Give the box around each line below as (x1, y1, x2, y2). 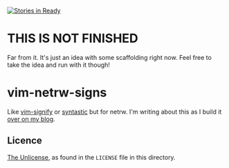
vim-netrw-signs (7, 85, 107, 101)
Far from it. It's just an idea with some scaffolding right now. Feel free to (7, 53, 212, 61)
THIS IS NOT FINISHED (7, 31, 138, 46)
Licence (7, 135, 43, 147)
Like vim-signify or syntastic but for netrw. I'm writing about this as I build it (7, 107, 222, 116)
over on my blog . (7, 114, 55, 123)
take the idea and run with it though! (7, 61, 111, 69)
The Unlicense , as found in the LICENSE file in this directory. (7, 153, 176, 161)
